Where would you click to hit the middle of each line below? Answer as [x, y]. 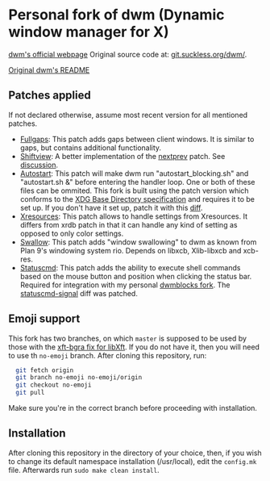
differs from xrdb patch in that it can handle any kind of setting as [129, 224]
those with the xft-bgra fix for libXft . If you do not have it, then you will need [134, 347]
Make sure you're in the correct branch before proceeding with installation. [133, 408]
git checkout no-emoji [54, 385]
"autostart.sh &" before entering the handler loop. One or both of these [137, 182]
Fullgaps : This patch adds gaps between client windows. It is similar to [137, 139]
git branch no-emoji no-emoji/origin [79, 378]
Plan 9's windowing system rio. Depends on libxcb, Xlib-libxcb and [131, 250]
